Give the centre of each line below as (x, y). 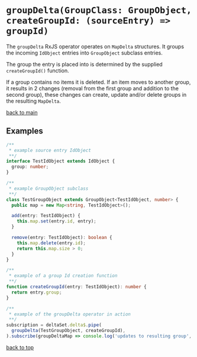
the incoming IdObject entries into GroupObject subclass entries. (84, 53)
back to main (22, 112)
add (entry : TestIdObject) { (46, 216)
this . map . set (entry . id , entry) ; (56, 221)
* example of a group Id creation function (63, 276)
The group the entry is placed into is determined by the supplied (84, 64)
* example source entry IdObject (50, 150)
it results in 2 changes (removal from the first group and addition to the (93, 88)
